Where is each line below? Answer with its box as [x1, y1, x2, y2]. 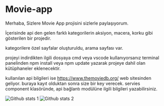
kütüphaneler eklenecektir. [5, 65, 61, 71]
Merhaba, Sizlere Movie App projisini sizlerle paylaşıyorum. [5, 20, 129, 26]
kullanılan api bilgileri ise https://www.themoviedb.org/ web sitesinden [5, 75, 152, 81]
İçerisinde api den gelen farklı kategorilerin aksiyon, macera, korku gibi [5, 30, 153, 36]
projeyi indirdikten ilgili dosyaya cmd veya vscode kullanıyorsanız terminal [5, 54, 159, 61]
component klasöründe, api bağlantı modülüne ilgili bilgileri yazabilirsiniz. [5, 85, 158, 91]
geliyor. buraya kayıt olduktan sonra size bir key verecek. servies [5, 80, 140, 86]
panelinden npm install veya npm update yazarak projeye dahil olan [5, 60, 146, 66]
